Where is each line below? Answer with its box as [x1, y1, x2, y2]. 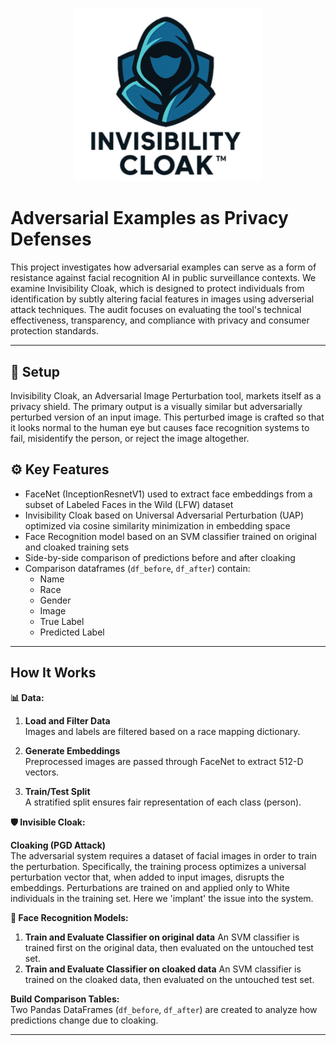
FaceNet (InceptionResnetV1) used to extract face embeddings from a [24, 488, 313, 500]
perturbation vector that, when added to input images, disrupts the [10, 871, 285, 883]
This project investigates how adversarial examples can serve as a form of [10, 261, 317, 273]
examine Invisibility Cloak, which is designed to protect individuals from [10, 283, 305, 295]
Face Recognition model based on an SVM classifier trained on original [24, 530, 317, 542]
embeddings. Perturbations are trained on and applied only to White [10, 881, 290, 893]
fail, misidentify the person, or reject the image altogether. [10, 432, 250, 444]
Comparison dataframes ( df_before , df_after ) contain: [24, 562, 251, 574]
